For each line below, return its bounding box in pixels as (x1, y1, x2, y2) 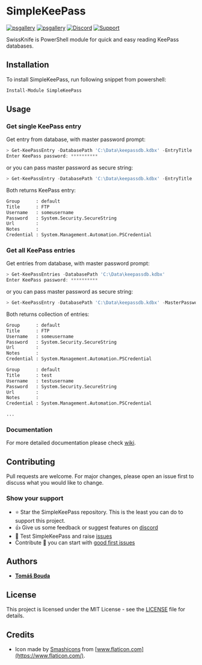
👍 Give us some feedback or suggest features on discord (14, 523, 158, 531)
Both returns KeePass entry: (6, 186, 76, 194)
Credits (6, 629, 35, 640)
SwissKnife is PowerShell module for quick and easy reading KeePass (6, 36, 179, 43)
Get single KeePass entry (6, 122, 82, 130)
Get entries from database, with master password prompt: (6, 260, 150, 267)
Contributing (6, 456, 55, 467)
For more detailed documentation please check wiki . (6, 439, 136, 447)
